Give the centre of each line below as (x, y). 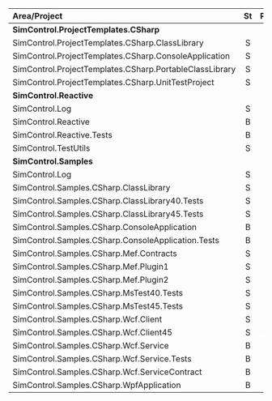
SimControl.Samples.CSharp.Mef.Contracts (95, 253)
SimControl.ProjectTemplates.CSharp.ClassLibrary (108, 43)
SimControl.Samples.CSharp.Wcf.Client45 (92, 333)
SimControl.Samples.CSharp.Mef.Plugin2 (91, 280)
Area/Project (38, 16)
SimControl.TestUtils (51, 148)
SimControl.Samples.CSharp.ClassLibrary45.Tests (108, 214)
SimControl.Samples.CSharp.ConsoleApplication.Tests (116, 240)
